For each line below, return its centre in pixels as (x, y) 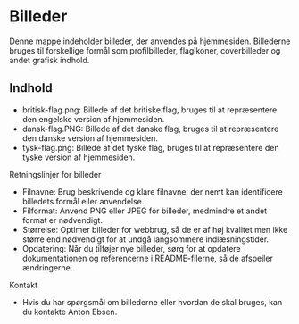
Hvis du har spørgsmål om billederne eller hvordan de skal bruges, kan (152, 302)
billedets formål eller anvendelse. (83, 201)
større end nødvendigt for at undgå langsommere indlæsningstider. (145, 239)
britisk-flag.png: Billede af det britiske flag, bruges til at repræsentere (149, 110)
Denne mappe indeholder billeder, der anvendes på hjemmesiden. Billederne (150, 41)
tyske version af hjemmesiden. (79, 157)
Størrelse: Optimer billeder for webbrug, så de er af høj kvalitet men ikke (155, 229)
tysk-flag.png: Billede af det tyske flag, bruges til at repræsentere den (150, 147)
